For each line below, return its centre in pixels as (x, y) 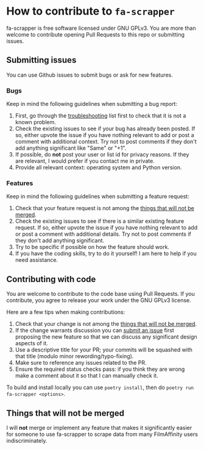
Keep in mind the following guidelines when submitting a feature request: (98, 197)
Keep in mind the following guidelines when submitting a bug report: (92, 104)
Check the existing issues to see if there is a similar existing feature (100, 221)
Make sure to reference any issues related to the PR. (81, 363)
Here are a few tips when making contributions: (66, 312)
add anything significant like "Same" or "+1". (71, 148)
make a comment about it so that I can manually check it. (86, 376)
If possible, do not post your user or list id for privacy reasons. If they (102, 155)
